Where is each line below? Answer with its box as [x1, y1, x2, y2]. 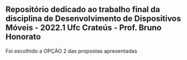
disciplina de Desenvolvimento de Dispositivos [5, 14, 181, 24]
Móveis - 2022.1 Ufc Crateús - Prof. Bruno [5, 23, 162, 33]
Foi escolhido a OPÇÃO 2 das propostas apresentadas [5, 47, 137, 54]
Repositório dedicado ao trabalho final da [5, 5, 160, 15]
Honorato [5, 32, 41, 42]
